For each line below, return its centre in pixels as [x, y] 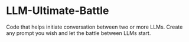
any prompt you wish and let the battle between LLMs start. [79, 33]
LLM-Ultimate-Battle [58, 11]
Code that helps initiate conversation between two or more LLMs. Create [94, 27]
